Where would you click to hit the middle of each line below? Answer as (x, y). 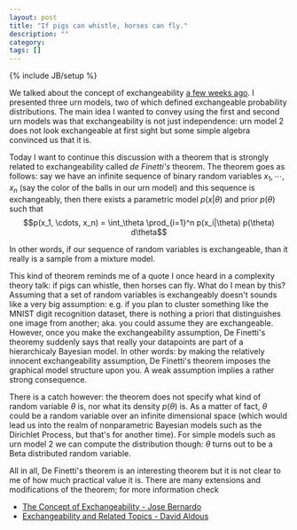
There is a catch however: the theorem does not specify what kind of (135, 397)
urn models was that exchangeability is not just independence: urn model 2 (146, 122)
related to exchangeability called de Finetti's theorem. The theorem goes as (147, 167)
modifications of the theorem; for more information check (114, 489)
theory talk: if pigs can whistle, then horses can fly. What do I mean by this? (148, 285)
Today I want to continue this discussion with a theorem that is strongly (139, 157)
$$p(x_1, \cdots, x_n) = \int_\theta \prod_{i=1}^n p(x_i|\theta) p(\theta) (149, 222)
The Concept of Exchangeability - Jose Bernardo (112, 506)
